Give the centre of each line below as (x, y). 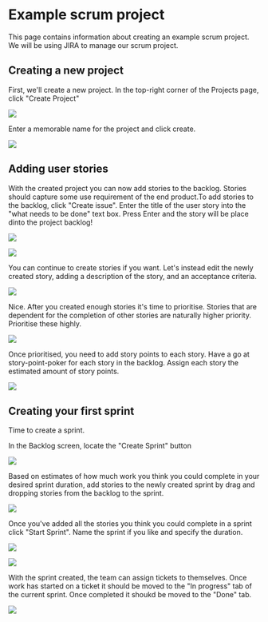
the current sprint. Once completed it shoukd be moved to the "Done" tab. (130, 595)
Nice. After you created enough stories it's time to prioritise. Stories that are (133, 306)
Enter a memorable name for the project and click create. (102, 129)
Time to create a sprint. (47, 430)
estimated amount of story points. (64, 371)
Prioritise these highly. (45, 323)
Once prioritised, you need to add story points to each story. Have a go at (129, 354)
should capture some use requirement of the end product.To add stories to (131, 197)
